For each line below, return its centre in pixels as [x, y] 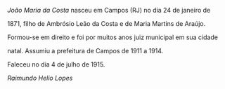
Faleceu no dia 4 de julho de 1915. [56, 64]
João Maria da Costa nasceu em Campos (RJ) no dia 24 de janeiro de [109, 10]
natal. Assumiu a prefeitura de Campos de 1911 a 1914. [85, 51]
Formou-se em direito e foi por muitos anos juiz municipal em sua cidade [112, 37]
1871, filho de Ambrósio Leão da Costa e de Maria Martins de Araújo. [107, 23]
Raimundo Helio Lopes [40, 78]
